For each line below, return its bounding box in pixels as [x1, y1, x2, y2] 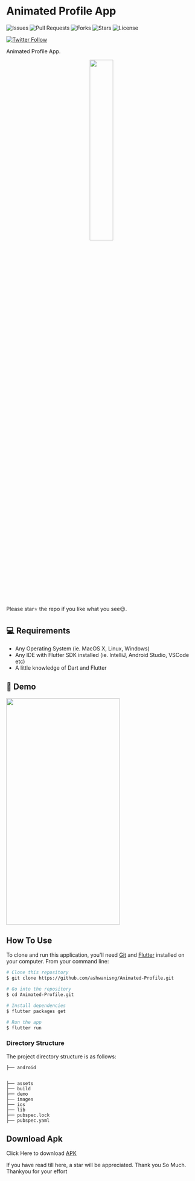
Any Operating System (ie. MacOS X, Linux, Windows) [14, 645, 150, 652]
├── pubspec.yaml [6, 1117, 50, 1124]
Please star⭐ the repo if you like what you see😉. [6, 605, 127, 612]
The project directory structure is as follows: [6, 1053, 117, 1060]
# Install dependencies [6, 1002, 66, 1009]
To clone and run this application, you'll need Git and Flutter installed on [6, 951, 185, 959]
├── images [6, 1096, 34, 1102]
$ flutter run [6, 1024, 42, 1031]
